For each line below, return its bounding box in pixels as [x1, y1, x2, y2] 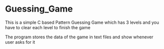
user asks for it [5, 39, 35, 45]
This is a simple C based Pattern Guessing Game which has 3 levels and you [5, 19, 159, 25]
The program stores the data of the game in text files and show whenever [5, 34, 153, 40]
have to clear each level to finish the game [5, 24, 91, 30]
